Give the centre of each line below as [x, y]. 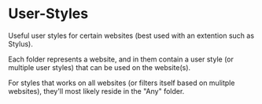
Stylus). [20, 43]
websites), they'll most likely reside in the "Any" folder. [96, 91]
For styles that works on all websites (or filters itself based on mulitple [122, 83]
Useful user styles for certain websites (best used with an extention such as [131, 35]
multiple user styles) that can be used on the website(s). [100, 67]
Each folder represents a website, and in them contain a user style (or [121, 59]
